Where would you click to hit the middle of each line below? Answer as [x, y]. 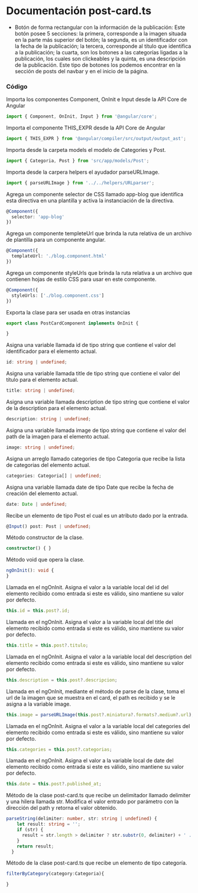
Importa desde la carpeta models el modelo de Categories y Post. [86, 150]
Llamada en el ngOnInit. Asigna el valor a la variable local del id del [87, 587]
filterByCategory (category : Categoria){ [55, 874]
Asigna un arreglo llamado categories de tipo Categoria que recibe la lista [95, 459]
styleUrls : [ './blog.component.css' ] [58, 295]
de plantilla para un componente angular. [56, 240]
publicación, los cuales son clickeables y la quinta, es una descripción [100, 59]
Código [17, 86]
